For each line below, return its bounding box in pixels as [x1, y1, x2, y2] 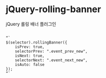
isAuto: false [15, 62, 45, 67]
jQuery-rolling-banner [6, 4, 101, 15]
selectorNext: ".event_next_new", [15, 57, 88, 63]
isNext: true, [15, 53, 45, 58]
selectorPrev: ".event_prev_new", [15, 49, 88, 54]
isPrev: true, [15, 44, 45, 49]
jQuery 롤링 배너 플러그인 [6, 21, 56, 27]
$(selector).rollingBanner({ [6, 40, 67, 45]
